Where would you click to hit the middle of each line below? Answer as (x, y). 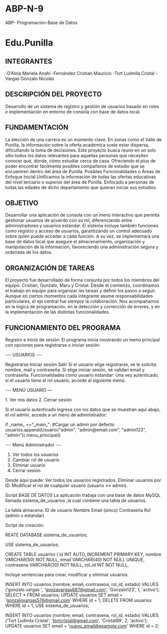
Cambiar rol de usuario (36, 460)
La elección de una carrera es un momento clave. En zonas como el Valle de (83, 139)
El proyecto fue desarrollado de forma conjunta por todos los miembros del (82, 280)
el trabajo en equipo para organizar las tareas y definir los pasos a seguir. (81, 291)
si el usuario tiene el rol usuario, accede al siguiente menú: (65, 380)
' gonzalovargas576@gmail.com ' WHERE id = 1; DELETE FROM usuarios (79, 600)
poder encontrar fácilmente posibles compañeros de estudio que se (75, 166)
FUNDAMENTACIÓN (37, 127)
